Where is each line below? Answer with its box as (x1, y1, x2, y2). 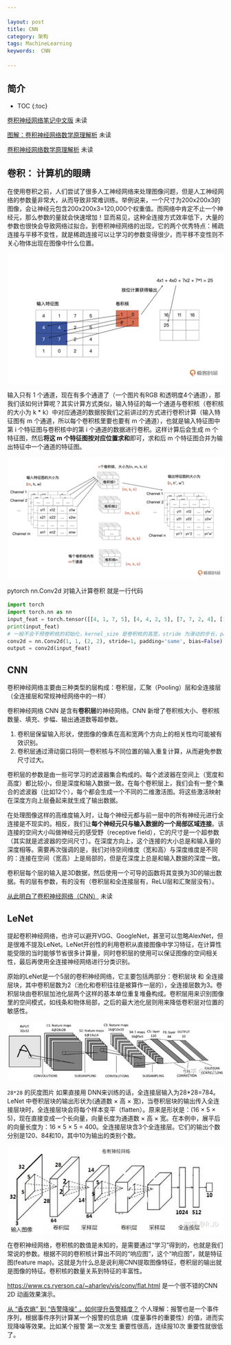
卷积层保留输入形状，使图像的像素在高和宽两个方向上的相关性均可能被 (16, 730, 217, 738)
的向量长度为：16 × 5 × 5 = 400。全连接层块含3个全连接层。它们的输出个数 (7, 1122, 221, 1131)
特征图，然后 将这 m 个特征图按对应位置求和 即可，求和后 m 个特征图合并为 (7, 433, 217, 442)
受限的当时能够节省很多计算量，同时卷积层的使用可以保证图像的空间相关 (12, 949, 218, 957)
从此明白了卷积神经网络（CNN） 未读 (7, 892, 113, 901)
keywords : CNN (7, 48, 51, 55)
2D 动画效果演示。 (7, 1290, 60, 1299)
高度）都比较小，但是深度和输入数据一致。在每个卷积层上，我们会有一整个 (7, 779, 218, 787)
